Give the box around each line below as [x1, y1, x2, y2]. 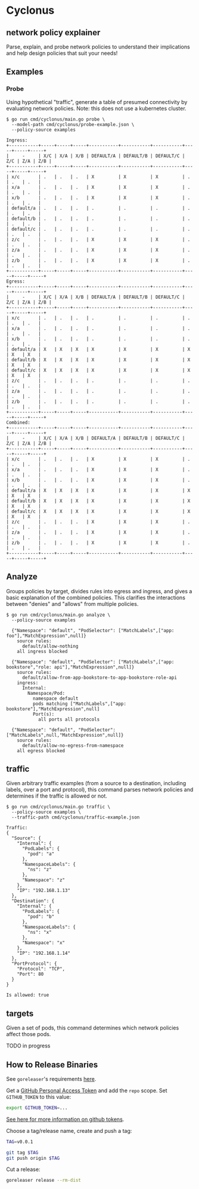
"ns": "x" [27, 930, 52, 936]
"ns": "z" [27, 867, 52, 873]
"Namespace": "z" [21, 877, 66, 883]
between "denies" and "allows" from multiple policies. [6, 600, 139, 607]
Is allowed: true [6, 992, 49, 998]
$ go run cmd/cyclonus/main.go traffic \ [6, 804, 111, 810]
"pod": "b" [27, 914, 55, 920]
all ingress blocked [17, 648, 68, 654]
